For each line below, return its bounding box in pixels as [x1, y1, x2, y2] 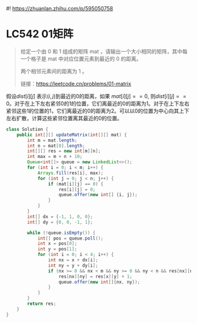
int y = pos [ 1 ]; [37, 246, 77, 252]
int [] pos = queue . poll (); [37, 235, 104, 241]
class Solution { [6, 126, 49, 132]
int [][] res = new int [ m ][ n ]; [27, 148, 101, 154]
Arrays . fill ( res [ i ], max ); [37, 170, 104, 176]
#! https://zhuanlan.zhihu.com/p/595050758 [6, 5, 113, 12]
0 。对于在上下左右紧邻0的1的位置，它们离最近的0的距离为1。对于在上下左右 [6, 100, 189, 107]
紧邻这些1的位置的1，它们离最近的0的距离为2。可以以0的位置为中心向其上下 [6, 107, 189, 114]
